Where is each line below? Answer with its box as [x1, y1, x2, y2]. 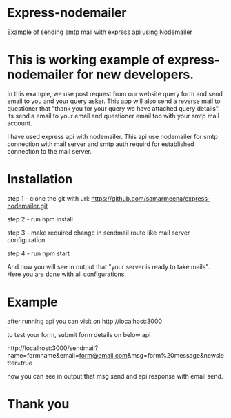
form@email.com [79, 351, 128, 359]
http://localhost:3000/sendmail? [7, 344, 99, 352]
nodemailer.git [7, 201, 48, 210]
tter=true [7, 358, 33, 367]
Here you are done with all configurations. [7, 270, 126, 278]
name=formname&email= [7, 351, 79, 359]
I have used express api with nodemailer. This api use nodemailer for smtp [7, 132, 219, 140]
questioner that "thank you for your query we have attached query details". [7, 104, 221, 112]
